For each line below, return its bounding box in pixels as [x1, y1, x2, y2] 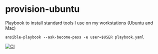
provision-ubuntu [5, 3, 80, 15]
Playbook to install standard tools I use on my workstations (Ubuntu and [5, 20, 153, 26]
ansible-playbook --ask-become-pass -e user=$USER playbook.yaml [5, 35, 144, 40]
